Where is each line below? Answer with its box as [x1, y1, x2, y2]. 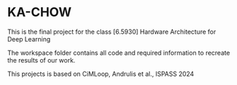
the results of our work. [7, 55, 76, 64]
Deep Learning [7, 34, 51, 43]
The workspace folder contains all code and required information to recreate [7, 48, 231, 57]
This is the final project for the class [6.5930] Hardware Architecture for [7, 27, 216, 36]
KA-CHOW [7, 4, 72, 20]
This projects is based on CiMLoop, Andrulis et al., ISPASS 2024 [7, 70, 195, 78]
